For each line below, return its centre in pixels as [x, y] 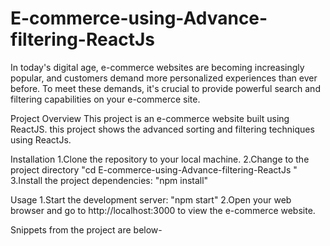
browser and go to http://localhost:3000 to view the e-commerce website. [163, 210]
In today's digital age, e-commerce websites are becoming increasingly [157, 67]
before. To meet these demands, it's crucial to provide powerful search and [165, 88]
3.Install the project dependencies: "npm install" [109, 180]
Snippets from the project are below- [86, 229]
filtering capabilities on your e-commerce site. [105, 99]
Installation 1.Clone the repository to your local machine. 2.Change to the [160, 159]
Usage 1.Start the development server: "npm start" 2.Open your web [151, 199]
